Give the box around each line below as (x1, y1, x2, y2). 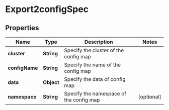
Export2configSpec (5, 4, 89, 15)
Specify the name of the (64, 61, 121, 68)
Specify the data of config (64, 76, 126, 82)
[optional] (138, 93, 161, 100)
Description (84, 39, 113, 45)
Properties (5, 24, 39, 32)
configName (8, 64, 38, 71)
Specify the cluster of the (64, 47, 124, 54)
